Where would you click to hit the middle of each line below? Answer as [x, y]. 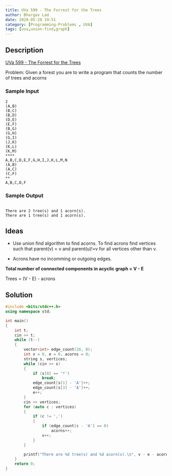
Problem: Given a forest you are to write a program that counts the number [84, 72]
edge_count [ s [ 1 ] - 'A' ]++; [61, 383]
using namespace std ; [28, 312]
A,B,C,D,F [16, 183]
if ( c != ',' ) [48, 416]
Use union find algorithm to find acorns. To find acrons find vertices [84, 243]
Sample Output [24, 196]
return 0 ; [25, 464]
